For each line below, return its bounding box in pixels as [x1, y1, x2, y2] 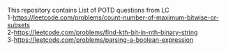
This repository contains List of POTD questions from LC [7, 6, 169, 14]
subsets [7, 21, 30, 29]
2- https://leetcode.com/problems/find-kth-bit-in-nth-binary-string [7, 28, 198, 36]
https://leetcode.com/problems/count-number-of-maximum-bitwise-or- [13, 13, 220, 22]
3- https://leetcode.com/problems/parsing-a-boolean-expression [7, 36, 194, 44]
